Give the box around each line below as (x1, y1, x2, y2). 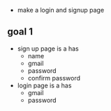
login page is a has (17, 81, 72, 89)
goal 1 (7, 26, 34, 37)
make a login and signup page (17, 6, 105, 14)
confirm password (27, 74, 81, 82)
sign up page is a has (17, 44, 79, 53)
